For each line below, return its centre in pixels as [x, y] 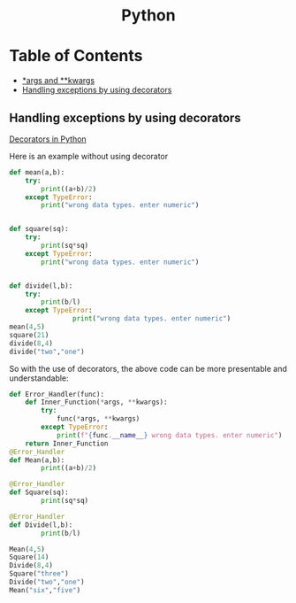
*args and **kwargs [58, 81]
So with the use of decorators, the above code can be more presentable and [148, 368]
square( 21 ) [29, 335]
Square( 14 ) [29, 557]
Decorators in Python [48, 139]
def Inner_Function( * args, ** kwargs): [96, 402]
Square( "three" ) [39, 574]
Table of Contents [76, 56]
